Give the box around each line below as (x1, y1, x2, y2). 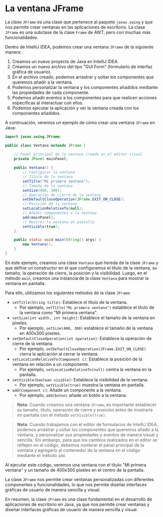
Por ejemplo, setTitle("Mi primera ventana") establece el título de (19, 304, 155, 310)
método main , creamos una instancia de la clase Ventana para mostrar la (5, 275, 149, 281)
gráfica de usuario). (12, 69, 52, 74)
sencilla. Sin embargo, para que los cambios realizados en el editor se (17, 437, 158, 443)
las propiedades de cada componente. (12, 89, 90, 95)
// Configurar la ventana (22, 170, 75, 175)
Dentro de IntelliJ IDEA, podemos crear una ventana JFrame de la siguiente (5, 44, 154, 50)
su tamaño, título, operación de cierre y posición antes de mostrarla (17, 407, 153, 412)
